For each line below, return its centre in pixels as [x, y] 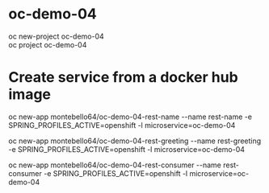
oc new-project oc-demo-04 [57, 36]
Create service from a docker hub [123, 78]
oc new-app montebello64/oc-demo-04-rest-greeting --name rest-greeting [135, 141]
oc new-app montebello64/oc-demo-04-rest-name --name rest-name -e [130, 117]
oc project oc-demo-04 [48, 44]
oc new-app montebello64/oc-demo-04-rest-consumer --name [115, 165]
